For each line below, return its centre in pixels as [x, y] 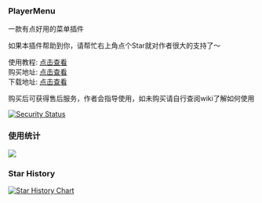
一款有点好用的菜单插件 [46, 29]
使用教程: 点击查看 [38, 62]
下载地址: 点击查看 [38, 82]
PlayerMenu [32, 11]
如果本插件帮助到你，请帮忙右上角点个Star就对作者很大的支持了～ [115, 45]
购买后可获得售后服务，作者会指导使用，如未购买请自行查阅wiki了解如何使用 [131, 99]
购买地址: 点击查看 [38, 72]
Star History [32, 173]
